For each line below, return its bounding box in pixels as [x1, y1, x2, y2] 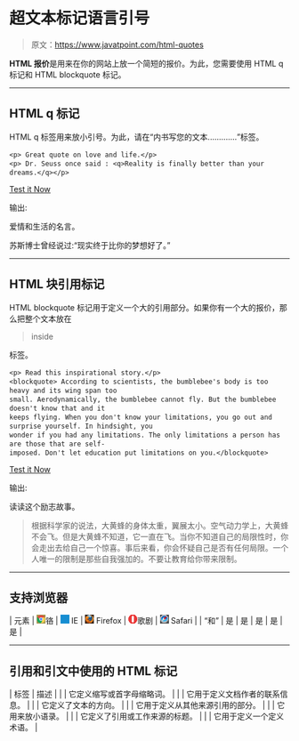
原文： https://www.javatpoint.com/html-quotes [30, 39, 205, 50]
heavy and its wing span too [9, 386, 117, 395]
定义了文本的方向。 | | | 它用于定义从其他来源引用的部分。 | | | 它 [48, 700, 286, 711]
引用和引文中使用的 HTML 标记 [9, 664, 178, 679]
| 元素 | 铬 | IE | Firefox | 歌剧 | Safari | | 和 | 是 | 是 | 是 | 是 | [9, 616, 283, 626]
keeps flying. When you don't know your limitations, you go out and [9, 413, 273, 422]
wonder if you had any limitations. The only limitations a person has [9, 431, 280, 439]
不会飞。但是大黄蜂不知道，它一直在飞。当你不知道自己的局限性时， [30, 531, 281, 542]
